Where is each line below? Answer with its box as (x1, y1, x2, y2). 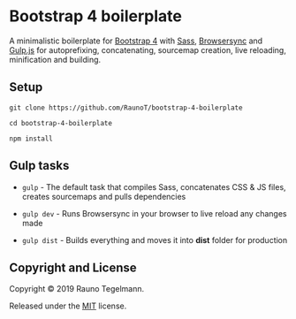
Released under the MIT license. (9, 300, 127, 311)
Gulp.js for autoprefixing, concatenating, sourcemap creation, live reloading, (9, 44, 287, 55)
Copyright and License (9, 260, 137, 275)
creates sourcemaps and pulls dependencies (21, 191, 186, 201)
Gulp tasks (9, 158, 70, 173)
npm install (9, 134, 53, 143)
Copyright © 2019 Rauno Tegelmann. (9, 284, 145, 294)
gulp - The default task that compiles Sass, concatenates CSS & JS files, (21, 181, 286, 192)
